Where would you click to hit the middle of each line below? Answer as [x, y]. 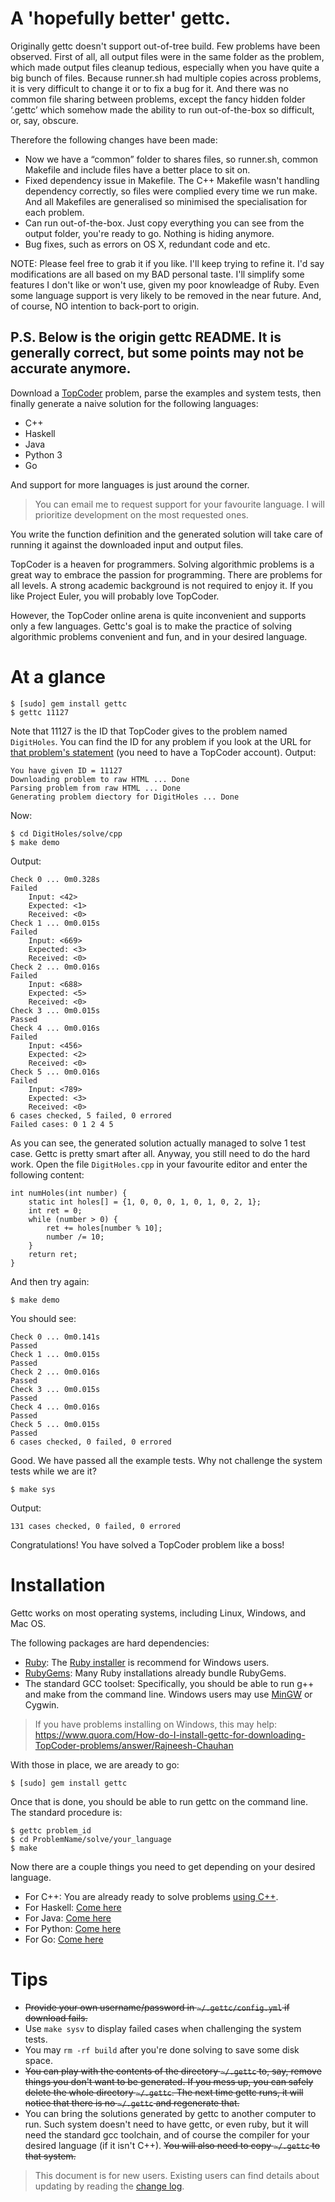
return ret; [53, 1254]
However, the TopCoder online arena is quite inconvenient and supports [158, 615]
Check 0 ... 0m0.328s [55, 879]
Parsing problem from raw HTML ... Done [96, 788]
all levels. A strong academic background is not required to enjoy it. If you [162, 585]
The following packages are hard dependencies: [110, 1643]
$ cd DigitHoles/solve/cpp [66, 833]
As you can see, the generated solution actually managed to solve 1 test [158, 1143]
